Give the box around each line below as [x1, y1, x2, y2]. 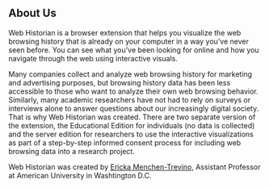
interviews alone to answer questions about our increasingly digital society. [8, 103, 259, 113]
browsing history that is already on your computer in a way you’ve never [8, 36, 249, 46]
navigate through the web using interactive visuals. [8, 53, 178, 63]
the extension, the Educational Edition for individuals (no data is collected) [8, 120, 255, 130]
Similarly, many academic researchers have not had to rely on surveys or [8, 94, 251, 104]
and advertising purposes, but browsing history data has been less [8, 77, 231, 87]
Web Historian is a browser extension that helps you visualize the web [8, 27, 242, 37]
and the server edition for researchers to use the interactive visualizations [8, 129, 254, 139]
